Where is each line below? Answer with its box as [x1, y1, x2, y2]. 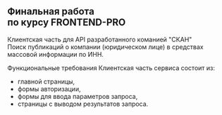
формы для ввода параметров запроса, [17, 92, 138, 100]
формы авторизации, [17, 84, 81, 93]
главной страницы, [17, 77, 75, 86]
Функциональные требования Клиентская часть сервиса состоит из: [7, 63, 216, 72]
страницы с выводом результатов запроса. [17, 100, 149, 108]
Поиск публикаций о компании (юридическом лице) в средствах [7, 42, 204, 51]
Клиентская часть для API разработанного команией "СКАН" [7, 35, 192, 43]
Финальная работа [7, 6, 95, 18]
